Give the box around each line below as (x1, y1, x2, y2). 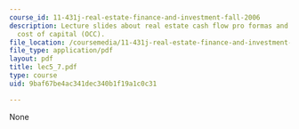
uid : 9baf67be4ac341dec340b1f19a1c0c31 (9, 79, 158, 88)
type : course (9, 71, 58, 80)
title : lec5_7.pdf (9, 63, 77, 72)
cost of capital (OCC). (17, 29, 105, 38)
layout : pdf (9, 54, 53, 63)
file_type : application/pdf (9, 46, 114, 55)
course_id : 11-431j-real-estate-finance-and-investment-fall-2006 (9, 12, 261, 22)
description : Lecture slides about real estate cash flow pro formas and (9, 21, 289, 30)
